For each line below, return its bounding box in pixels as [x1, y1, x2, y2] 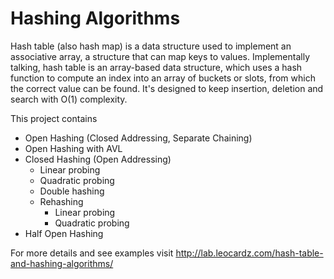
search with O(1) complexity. [10, 93, 128, 105]
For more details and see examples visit [10, 247, 174, 259]
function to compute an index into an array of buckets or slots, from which [10, 72, 316, 84]
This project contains [10, 112, 98, 124]
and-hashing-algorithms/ [10, 257, 114, 269]
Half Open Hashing [24, 227, 104, 239]
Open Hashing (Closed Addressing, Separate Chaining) [24, 132, 253, 144]
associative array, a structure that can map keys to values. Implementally [10, 50, 310, 62]
